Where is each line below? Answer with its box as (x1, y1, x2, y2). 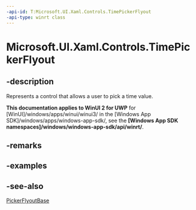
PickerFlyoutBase (6, 197, 50, 204)
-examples (6, 161, 47, 171)
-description (6, 77, 54, 87)
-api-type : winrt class (6, 14, 66, 20)
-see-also (6, 181, 44, 191)
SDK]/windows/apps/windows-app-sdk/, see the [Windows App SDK (6, 117, 179, 124)
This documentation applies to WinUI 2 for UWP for (6, 104, 136, 111)
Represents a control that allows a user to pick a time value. (6, 92, 153, 99)
